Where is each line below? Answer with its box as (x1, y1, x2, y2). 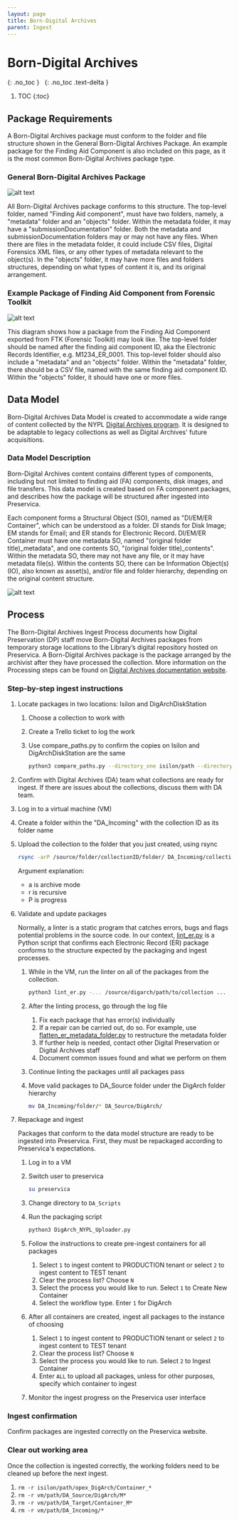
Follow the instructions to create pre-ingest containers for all (28, 1240, 206, 1248)
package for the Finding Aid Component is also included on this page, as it (7, 147, 226, 156)
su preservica (28, 1186, 70, 1193)
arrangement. (7, 271, 48, 279)
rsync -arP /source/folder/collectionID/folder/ (17, 853, 165, 860)
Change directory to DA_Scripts (28, 1199, 121, 1208)
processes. (17, 953, 51, 962)
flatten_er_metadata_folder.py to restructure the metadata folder (38, 1030, 227, 1039)
